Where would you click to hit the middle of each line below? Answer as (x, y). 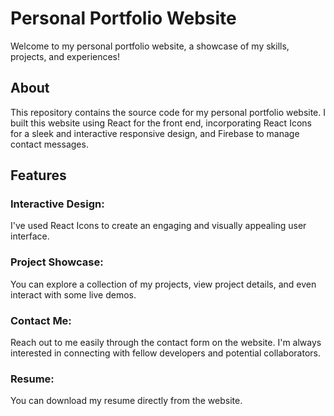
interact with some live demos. (73, 294)
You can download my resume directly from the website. (126, 401)
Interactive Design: (57, 204)
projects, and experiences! (65, 56)
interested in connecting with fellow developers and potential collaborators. (165, 353)
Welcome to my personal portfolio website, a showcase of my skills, (150, 46)
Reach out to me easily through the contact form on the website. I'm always (166, 343)
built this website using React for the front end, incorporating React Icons (161, 123)
